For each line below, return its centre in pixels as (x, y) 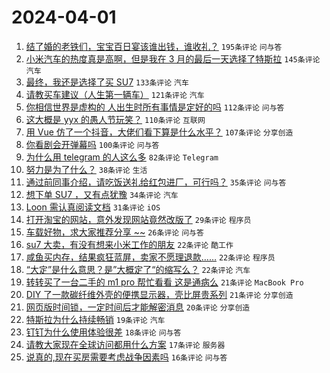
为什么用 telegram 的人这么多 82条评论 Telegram (122, 157)
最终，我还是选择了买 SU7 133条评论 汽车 (107, 82)
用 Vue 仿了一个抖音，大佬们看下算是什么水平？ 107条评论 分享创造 (159, 132)
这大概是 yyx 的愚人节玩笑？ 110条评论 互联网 (115, 119)
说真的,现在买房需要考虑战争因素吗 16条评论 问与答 (126, 357)
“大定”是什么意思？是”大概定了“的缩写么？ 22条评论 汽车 (138, 269)
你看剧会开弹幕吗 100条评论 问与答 (92, 144)
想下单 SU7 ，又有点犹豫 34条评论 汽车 (102, 194)
